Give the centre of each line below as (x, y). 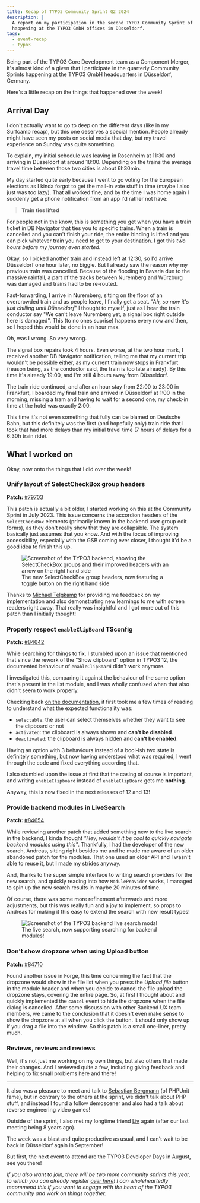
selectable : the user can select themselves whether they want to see (100, 720)
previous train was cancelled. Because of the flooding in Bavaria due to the (99, 271)
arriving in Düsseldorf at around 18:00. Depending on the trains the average (99, 162)
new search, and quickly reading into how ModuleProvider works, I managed (100, 881)
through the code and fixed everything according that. (73, 763)
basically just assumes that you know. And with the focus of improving (93, 534)
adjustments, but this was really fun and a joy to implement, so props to (94, 905)
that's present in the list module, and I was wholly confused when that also (98, 684)
